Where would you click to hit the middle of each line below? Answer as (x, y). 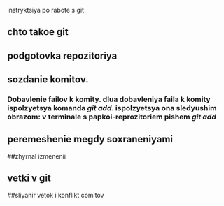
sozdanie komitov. (48, 80)
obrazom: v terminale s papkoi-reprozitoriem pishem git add (112, 117)
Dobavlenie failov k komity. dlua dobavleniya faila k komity (109, 99)
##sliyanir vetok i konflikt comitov (56, 195)
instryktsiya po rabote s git (45, 10)
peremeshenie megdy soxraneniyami (90, 139)
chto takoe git (38, 32)
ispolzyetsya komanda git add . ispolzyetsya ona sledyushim (112, 108)
